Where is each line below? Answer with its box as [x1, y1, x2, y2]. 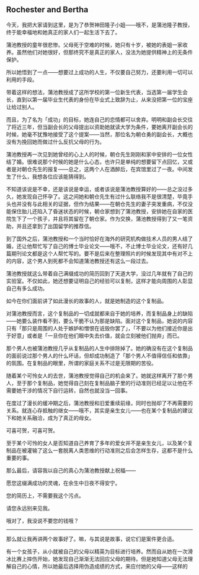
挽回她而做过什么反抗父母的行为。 [21, 138, 105, 145]
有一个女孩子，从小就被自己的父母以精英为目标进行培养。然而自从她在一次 [6, 548, 188, 555]
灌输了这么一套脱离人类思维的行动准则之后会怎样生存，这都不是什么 [26, 446, 193, 454]
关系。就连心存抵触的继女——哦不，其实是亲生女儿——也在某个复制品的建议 [6, 407, 193, 414]
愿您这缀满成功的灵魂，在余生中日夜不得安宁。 [6, 479, 120, 486]
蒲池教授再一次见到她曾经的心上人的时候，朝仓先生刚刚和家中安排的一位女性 [6, 150, 193, 158]
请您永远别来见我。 [6, 505, 53, 512]
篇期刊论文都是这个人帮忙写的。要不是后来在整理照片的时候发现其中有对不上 [6, 250, 193, 257]
